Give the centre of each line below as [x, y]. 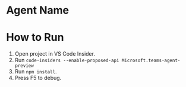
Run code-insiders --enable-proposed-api [67, 60]
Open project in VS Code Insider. [55, 54]
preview [24, 66]
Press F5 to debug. [38, 78]
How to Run [35, 38]
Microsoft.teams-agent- [151, 61]
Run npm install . [36, 72]
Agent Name [38, 10]
